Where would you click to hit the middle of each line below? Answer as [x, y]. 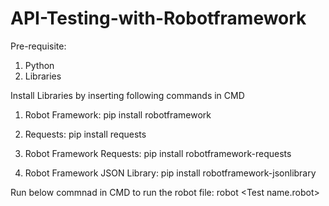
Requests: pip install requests [85, 134]
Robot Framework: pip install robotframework [118, 114]
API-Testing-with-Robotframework [158, 18]
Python [39, 65]
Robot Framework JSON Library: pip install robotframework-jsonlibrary [170, 173]
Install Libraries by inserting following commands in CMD [127, 95]
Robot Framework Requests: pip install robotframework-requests [158, 153]
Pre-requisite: [38, 46]
